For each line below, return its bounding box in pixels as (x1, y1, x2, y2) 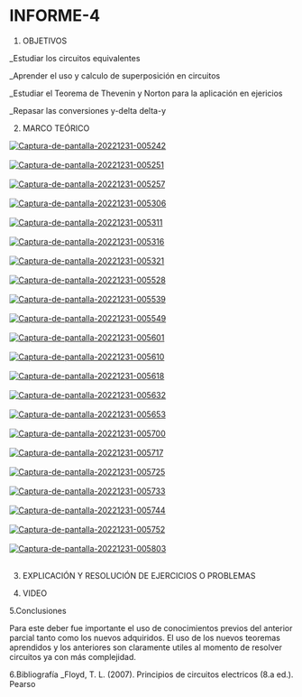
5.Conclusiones (9, 605, 67, 616)
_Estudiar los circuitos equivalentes (9, 52, 141, 63)
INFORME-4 (9, 5, 101, 26)
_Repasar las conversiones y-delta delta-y (9, 105, 167, 116)
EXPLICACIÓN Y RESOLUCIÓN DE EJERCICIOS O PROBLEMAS (22, 570, 256, 581)
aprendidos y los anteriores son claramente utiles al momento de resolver (9, 642, 282, 653)
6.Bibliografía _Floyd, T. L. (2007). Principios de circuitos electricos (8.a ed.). (9, 669, 294, 680)
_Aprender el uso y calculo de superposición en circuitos (9, 70, 221, 81)
